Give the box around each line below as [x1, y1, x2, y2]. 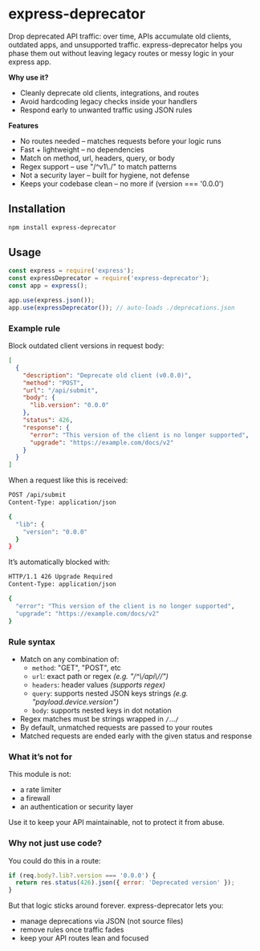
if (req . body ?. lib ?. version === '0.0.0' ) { [8, 872, 156, 880]
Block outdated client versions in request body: [8, 341, 165, 351]
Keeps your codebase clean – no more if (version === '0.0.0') [19, 178, 225, 189]
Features [8, 120, 39, 130]
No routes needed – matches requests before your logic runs [19, 136, 222, 145]
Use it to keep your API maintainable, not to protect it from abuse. [8, 818, 225, 827]
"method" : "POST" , [22, 379, 84, 387]
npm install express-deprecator [8, 223, 116, 231]
